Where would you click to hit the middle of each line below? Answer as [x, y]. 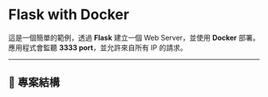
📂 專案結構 [34, 82]
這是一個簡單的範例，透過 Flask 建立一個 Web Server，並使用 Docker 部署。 [134, 37]
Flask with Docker [69, 15]
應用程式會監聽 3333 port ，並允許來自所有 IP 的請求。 [98, 47]
